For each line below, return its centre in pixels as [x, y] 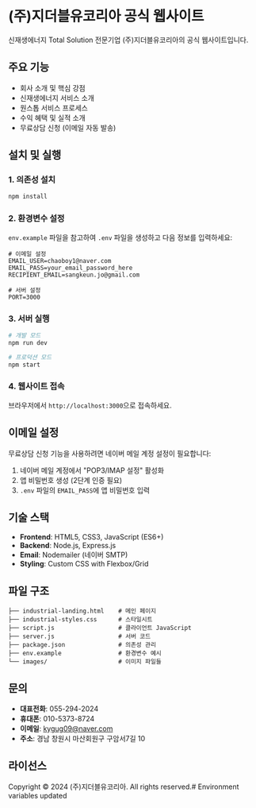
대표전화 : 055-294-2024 [59, 709]
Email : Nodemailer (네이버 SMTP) [74, 555]
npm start [25, 365]
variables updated [38, 795]
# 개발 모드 [25, 335]
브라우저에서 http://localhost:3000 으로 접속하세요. [90, 405]
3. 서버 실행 [29, 319]
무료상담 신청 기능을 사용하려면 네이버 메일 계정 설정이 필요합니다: [110, 453]
